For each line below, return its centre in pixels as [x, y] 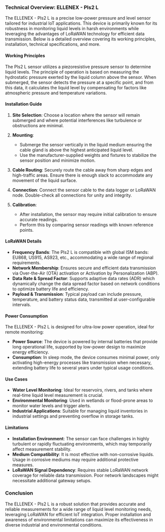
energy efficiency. [31, 352]
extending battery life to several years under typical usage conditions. [83, 368]
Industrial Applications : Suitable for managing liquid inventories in [80, 411]
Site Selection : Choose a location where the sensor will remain [76, 115]
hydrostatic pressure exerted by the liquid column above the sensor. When [81, 77]
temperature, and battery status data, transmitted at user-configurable [83, 299]
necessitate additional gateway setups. [52, 480]
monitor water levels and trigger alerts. [51, 406]
